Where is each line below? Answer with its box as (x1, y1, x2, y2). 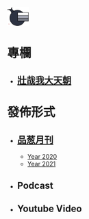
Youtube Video (16, 203, 82, 214)
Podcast (16, 179, 53, 191)
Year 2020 (27, 153, 58, 161)
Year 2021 (27, 160, 56, 168)
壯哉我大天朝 (16, 75, 72, 86)
